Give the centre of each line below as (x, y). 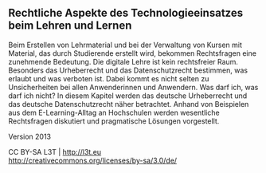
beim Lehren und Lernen (70, 26)
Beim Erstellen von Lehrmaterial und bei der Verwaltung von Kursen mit (125, 45)
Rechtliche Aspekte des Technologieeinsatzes (126, 13)
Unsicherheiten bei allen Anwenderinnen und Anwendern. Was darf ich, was (133, 87)
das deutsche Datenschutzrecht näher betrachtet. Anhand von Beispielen (129, 104)
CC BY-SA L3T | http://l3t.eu (55, 151)
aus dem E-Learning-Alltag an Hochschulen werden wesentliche (114, 112)
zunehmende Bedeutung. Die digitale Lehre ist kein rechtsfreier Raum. (123, 61)
